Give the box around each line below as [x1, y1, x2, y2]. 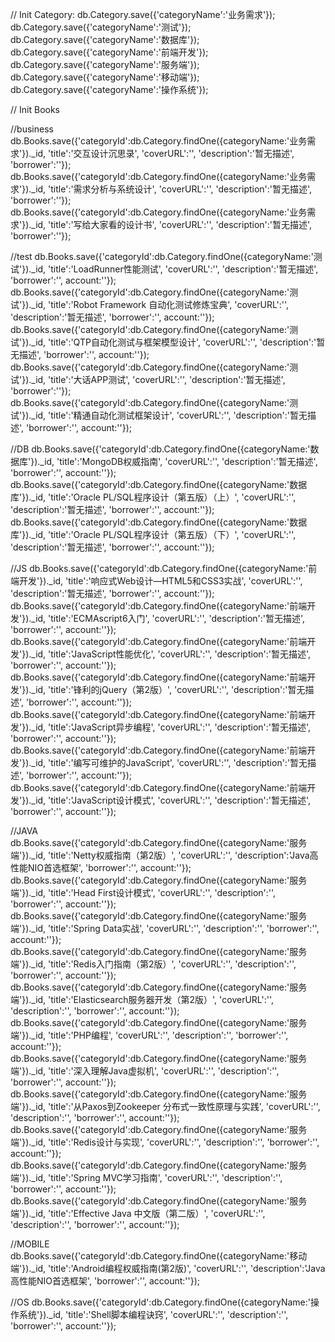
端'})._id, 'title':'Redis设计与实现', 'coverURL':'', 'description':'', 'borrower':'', [10, 1136, 320, 1148]
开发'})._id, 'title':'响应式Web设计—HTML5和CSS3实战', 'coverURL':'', [18, 575, 303, 587]
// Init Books [10, 104, 60, 115]
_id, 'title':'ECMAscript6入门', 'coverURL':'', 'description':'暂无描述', [31, 613, 306, 624]
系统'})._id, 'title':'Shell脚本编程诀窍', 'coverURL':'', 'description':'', [18, 1309, 289, 1320]
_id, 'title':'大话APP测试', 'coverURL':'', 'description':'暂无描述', [31, 374, 286, 385]
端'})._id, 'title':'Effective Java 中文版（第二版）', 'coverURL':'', [10, 1208, 266, 1219]
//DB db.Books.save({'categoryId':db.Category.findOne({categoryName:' [10, 443, 311, 455]
